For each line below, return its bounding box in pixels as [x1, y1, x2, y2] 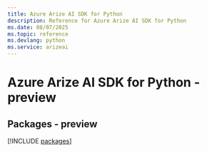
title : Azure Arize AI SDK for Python [7, 10, 123, 18]
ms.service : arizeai [7, 44, 69, 51]
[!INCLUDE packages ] [7, 137, 72, 145]
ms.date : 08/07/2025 [7, 24, 69, 31]
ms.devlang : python [7, 37, 66, 44]
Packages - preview [7, 118, 98, 130]
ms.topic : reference [7, 30, 69, 38]
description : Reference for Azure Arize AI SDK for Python [7, 17, 187, 24]
